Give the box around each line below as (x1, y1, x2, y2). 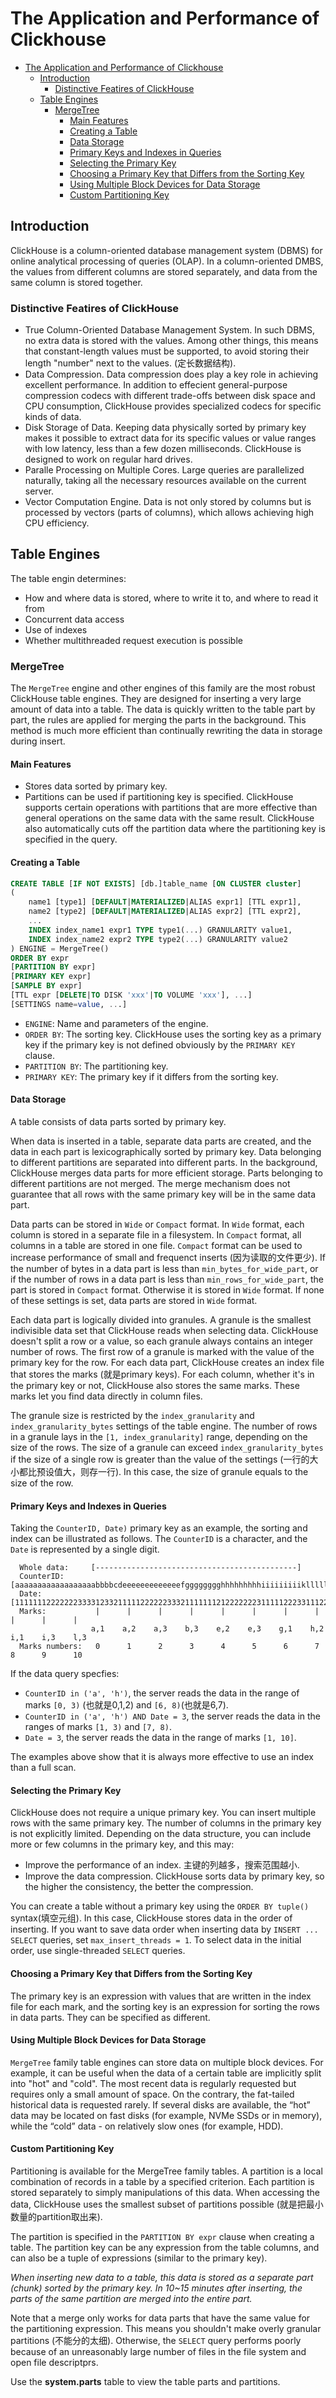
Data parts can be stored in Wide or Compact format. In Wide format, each (10, 1218, 305, 1231)
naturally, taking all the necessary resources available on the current (24, 475, 307, 487)
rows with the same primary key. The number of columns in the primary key (10, 1817, 322, 1829)
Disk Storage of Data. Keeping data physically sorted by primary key (24, 422, 307, 434)
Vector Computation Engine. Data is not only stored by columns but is (24, 496, 312, 508)
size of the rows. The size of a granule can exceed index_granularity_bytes (10, 1442, 324, 1454)
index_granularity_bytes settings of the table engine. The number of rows (10, 1420, 318, 1432)
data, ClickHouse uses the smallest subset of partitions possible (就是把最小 (10, 2198, 324, 2211)
